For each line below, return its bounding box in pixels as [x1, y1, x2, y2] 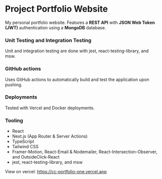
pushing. [5, 81, 23, 87]
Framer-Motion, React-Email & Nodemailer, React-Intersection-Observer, [12, 149, 158, 155]
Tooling [5, 117, 23, 124]
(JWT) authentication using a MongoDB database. [5, 24, 106, 30]
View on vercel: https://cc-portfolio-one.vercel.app [5, 169, 107, 175]
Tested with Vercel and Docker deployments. [5, 105, 95, 111]
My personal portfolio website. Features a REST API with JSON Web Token [5, 20, 155, 25]
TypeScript [12, 139, 34, 144]
